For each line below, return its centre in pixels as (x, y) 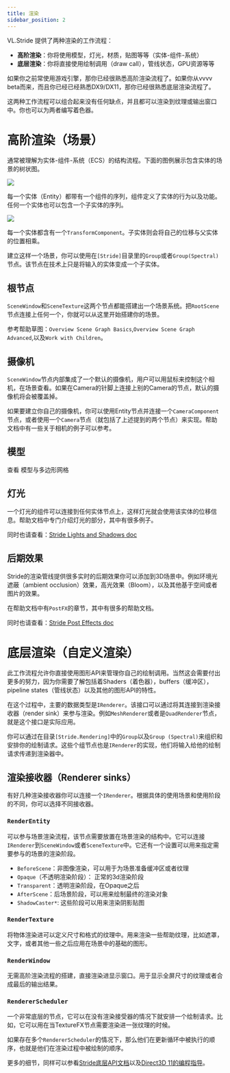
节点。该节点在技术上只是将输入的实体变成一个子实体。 (85, 264)
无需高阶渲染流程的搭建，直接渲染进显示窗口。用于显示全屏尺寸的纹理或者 (112, 975)
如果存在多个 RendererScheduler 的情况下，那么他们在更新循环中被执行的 (108, 1040)
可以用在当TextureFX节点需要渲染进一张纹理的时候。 (100, 1025)
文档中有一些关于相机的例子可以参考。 (61, 428)
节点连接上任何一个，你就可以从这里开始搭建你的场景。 (85, 315)
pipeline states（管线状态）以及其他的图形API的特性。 (84, 690)
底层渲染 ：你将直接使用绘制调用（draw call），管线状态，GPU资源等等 (116, 63)
